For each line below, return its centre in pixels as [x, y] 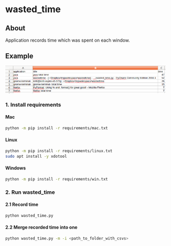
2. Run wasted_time [30, 192]
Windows [16, 168]
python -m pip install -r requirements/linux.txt [59, 151]
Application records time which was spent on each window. [68, 40]
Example [19, 56]
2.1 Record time [22, 204]
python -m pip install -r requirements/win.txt [57, 179]
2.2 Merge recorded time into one [41, 227]
